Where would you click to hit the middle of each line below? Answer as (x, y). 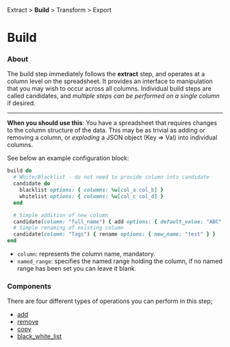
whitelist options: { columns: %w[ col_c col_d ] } (92, 196)
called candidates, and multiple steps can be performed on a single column (114, 96)
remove (28, 322)
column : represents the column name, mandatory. (86, 254)
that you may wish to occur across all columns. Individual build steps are (110, 89)
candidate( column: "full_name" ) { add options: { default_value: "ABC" (118, 222)
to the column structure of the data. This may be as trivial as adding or (106, 131)
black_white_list (39, 337)
